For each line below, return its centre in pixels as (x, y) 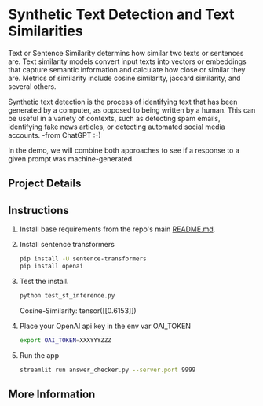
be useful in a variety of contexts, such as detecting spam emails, (114, 118)
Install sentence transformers (67, 245)
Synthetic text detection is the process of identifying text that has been (123, 101)
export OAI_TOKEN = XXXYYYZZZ (65, 340)
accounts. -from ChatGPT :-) (55, 135)
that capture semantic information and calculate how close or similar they (127, 69)
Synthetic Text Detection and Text (121, 15)
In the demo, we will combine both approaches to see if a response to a (124, 150)
